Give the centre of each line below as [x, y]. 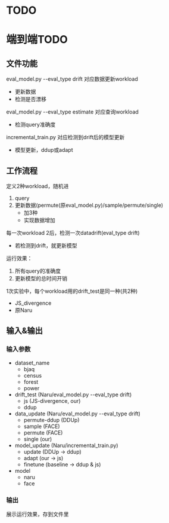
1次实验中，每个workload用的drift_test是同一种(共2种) [72, 291]
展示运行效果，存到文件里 [37, 514]
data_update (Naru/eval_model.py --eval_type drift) [78, 414]
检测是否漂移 [30, 99]
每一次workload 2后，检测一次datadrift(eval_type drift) [73, 233]
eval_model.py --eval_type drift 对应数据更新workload [72, 79]
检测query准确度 [35, 125]
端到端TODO [37, 40]
